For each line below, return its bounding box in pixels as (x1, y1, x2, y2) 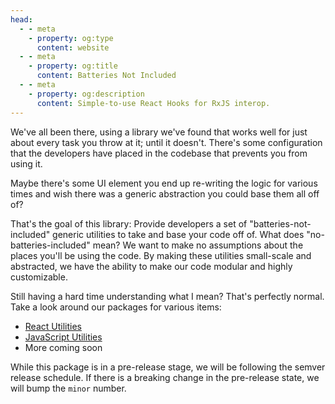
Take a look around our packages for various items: (10, 301, 222, 313)
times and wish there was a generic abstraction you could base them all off (10, 187, 320, 200)
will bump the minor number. (10, 382, 127, 394)
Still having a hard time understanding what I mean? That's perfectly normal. (10, 290, 325, 302)
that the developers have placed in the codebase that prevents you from (10, 147, 308, 159)
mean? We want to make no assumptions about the (92, 239, 304, 251)
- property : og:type (28, 33, 114, 43)
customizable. (10, 271, 68, 283)
